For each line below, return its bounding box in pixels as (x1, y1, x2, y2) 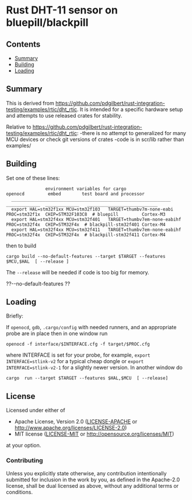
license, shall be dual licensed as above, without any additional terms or (6, 482, 179, 489)
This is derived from (6, 99, 54, 106)
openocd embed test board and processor (6, 191, 145, 196)
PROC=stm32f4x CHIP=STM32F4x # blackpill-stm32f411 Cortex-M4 (6, 232, 166, 237)
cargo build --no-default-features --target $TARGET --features (6, 253, 166, 259)
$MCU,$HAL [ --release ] (6, 258, 69, 264)
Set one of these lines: (6, 174, 60, 181)
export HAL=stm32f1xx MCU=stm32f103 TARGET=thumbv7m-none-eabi (11, 206, 174, 212)
